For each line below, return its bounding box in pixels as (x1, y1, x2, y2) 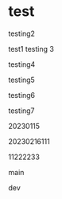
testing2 (8, 29, 36, 38)
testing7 (8, 106, 35, 115)
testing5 (8, 75, 36, 84)
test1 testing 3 (8, 44, 54, 53)
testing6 (8, 90, 36, 99)
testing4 (8, 59, 36, 69)
